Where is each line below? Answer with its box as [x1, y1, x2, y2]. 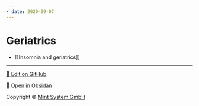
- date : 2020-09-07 [6, 8, 54, 15]
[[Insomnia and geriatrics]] [14, 54, 80, 61]
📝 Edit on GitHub [6, 70, 47, 77]
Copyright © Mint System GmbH [6, 93, 86, 100]
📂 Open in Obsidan [6, 82, 52, 89]
